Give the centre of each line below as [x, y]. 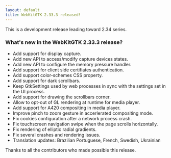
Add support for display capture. [47, 54]
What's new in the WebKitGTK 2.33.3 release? [64, 42]
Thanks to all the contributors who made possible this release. [71, 150]
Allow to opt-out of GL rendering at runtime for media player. [76, 102]
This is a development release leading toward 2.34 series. [66, 29]
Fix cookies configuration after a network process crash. [72, 118]
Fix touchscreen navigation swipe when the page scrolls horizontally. [85, 124]
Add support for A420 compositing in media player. [67, 108]
